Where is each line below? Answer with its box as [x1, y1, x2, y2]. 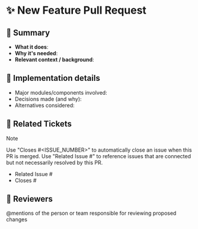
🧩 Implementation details [6, 73, 101, 83]
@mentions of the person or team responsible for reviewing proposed [6, 209, 177, 217]
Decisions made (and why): [14, 95, 82, 102]
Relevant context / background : [14, 56, 94, 63]
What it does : [14, 43, 49, 51]
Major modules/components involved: [14, 89, 108, 96]
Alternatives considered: [14, 102, 75, 109]
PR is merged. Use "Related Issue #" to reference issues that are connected [6, 152, 191, 159]
